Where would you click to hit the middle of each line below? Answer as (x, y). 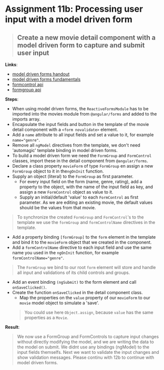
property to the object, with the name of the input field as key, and (86, 187)
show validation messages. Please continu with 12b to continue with (85, 357)
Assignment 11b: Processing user (74, 9)
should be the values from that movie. (58, 208)
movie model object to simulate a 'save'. (59, 303)
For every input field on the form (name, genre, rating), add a (81, 182)
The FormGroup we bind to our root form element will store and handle (86, 267)
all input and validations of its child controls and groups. (73, 272)
